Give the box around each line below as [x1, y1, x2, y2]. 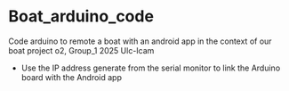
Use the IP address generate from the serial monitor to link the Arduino [20, 62, 281, 73]
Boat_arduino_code [8, 6, 155, 27]
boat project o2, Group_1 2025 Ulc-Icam [8, 45, 155, 55]
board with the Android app [20, 71, 122, 82]
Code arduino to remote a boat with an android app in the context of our [8, 36, 272, 46]
